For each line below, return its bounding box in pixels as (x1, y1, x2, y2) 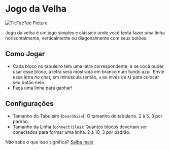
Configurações (5, 99, 54, 108)
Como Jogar (5, 50, 45, 58)
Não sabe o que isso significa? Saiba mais (5, 139, 93, 145)
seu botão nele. (12, 79, 46, 85)
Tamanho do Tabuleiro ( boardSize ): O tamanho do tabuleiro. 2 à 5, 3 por (12, 113, 163, 119)
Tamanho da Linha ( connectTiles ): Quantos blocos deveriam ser (12, 124, 147, 130)
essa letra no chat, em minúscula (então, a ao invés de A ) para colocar (12, 74, 159, 80)
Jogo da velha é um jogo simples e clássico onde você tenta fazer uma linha (5, 29, 165, 35)
